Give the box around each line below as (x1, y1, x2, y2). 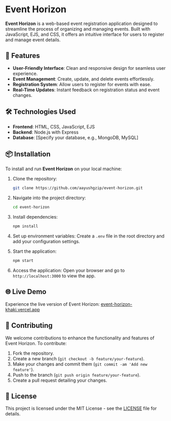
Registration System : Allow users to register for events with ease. (12, 81, 152, 87)
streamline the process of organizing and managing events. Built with (5, 25, 151, 32)
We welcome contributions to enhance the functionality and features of (5, 335, 155, 341)
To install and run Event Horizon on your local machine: (5, 166, 122, 172)
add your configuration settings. (12, 239, 80, 244)
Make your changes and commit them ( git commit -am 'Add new (12, 361, 148, 367)
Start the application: (12, 248, 57, 254)
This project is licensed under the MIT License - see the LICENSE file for (5, 405, 157, 411)
